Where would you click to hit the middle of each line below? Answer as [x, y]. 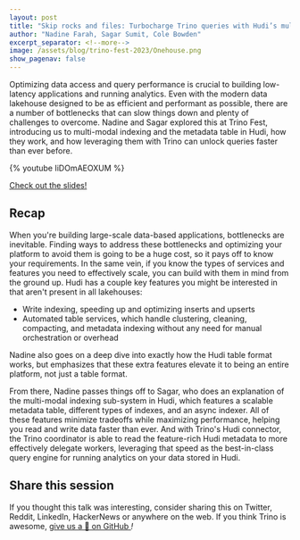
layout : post [33, 17]
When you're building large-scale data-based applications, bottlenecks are [147, 235]
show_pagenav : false [48, 59]
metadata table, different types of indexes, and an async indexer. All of [139, 410]
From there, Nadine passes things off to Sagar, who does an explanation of [147, 391]
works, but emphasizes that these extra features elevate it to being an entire [149, 364]
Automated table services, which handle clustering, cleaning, [134, 319]
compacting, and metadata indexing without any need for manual [142, 328]
